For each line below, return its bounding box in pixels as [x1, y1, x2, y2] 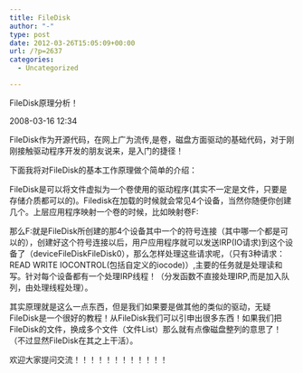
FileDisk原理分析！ [9, 97, 79, 108]
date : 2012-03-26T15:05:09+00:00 [9, 38, 136, 48]
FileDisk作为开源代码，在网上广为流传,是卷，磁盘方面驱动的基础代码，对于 [9, 134, 287, 145]
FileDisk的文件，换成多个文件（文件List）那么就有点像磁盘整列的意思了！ [9, 323, 282, 334]
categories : [9, 55, 54, 64]
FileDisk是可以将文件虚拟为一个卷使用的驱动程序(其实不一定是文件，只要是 [9, 183, 288, 194]
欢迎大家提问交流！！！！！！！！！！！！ [9, 354, 168, 365]
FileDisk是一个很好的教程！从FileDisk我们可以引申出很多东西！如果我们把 [9, 312, 282, 323]
